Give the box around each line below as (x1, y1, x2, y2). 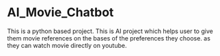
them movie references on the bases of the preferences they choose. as (7, 34, 210, 42)
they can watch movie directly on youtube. (7, 41, 127, 49)
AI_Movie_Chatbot (7, 5, 114, 20)
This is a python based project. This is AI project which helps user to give (7, 27, 213, 35)
